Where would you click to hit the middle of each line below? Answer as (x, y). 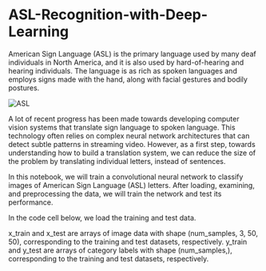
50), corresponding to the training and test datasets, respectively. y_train (128, 241)
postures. (24, 88)
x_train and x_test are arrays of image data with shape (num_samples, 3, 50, (133, 233)
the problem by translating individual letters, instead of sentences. (117, 161)
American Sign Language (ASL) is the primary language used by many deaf (133, 54)
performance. (31, 202)
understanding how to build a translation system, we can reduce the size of (132, 153)
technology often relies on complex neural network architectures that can (129, 135)
